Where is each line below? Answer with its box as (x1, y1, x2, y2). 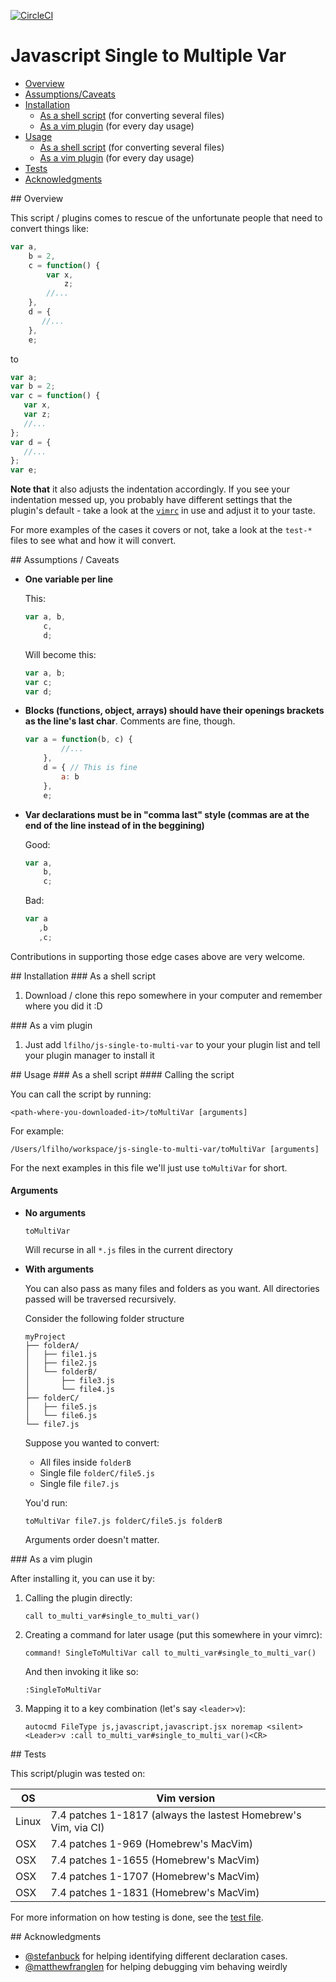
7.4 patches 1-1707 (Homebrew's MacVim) (50, 1870, 260, 1884)
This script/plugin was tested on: (10, 1768, 146, 1780)
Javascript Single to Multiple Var (10, 45, 287, 67)
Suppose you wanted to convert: (24, 1437, 160, 1449)
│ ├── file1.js (24, 1350, 98, 1360)
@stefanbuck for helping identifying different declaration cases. (24, 1950, 288, 1962)
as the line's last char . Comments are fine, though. (24, 715, 236, 727)
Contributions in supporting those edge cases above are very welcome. (10, 950, 306, 962)
